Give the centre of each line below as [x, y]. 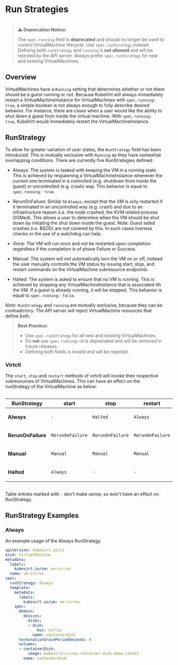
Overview [21, 77]
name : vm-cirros [27, 574]
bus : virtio [50, 630]
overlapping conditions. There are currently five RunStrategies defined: [79, 160]
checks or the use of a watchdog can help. [57, 234]
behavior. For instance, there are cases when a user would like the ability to [84, 111]
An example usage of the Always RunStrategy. [54, 541]
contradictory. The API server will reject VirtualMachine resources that [78, 310]
